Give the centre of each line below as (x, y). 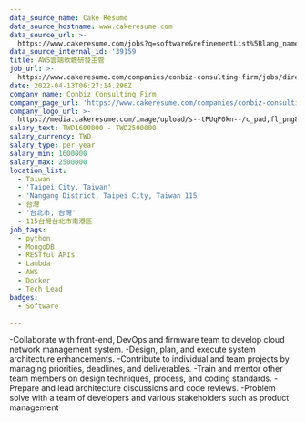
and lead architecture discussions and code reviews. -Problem (158, 388)
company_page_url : (44, 103)
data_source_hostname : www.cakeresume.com (91, 26)
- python (34, 238)
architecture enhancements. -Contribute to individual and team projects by (149, 359)
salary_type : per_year (52, 145)
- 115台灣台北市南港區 (55, 221)
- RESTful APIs (46, 255)
